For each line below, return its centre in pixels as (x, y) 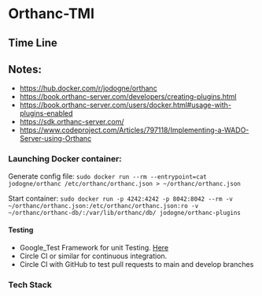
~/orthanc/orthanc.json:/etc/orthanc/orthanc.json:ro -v (103, 205)
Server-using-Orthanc (55, 139)
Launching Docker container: (65, 159)
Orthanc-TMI (52, 14)
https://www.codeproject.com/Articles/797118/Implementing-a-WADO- (134, 130)
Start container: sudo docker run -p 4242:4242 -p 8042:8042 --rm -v (121, 198)
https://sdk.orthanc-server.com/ (72, 122)
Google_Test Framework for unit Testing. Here (94, 247)
